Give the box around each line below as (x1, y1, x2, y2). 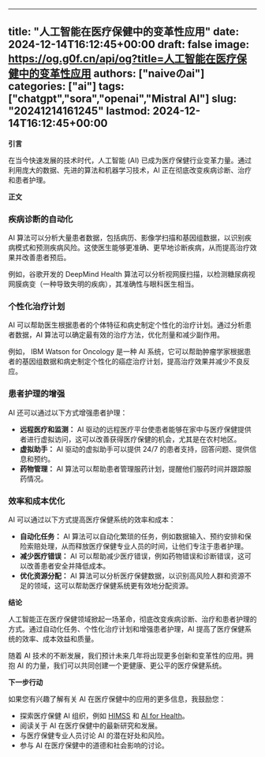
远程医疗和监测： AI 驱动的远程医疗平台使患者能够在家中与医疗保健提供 (19, 424, 252, 434)
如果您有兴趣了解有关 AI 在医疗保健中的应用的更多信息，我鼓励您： (8, 695, 226, 703)
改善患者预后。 (21, 253, 71, 263)
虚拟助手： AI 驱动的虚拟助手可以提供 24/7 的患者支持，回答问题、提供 (19, 444, 250, 453)
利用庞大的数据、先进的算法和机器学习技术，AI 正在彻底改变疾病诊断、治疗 (8, 165, 252, 174)
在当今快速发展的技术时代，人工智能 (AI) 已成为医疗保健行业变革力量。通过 (8, 155, 252, 165)
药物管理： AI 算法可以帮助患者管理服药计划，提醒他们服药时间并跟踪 (19, 464, 245, 473)
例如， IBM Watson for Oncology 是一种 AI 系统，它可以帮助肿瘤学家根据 (8, 347, 244, 356)
